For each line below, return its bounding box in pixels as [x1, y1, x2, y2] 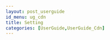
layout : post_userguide [5, 8, 65, 15]
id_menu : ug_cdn [5, 14, 46, 20]
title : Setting [5, 19, 44, 25]
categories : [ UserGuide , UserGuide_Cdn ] [5, 25, 105, 31]
